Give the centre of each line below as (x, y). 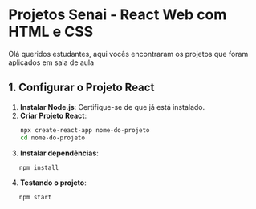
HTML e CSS (51, 32)
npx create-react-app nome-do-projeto (85, 130)
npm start (35, 198)
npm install (39, 167)
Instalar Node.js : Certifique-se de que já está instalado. (112, 107)
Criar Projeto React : (53, 115)
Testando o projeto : (53, 183)
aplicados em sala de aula (51, 62)
